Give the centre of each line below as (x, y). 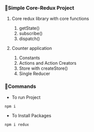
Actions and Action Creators (48, 63)
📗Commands (20, 87)
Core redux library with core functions (50, 19)
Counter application (32, 48)
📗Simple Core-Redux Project (39, 8)
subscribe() (31, 34)
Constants (30, 58)
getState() (29, 28)
